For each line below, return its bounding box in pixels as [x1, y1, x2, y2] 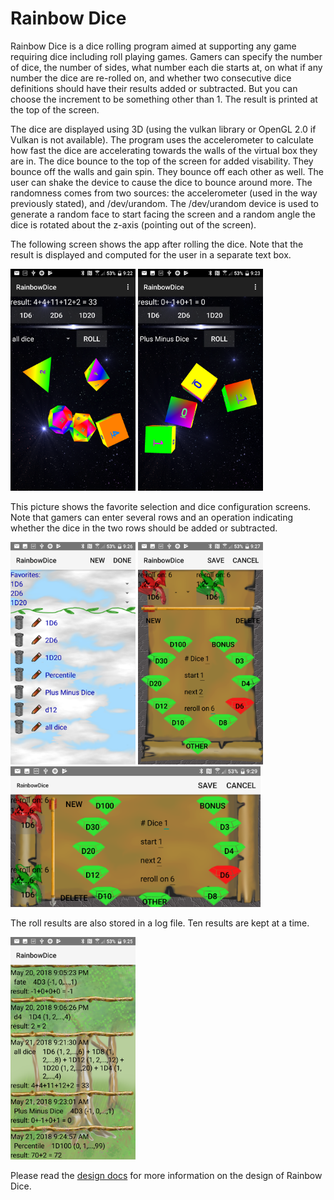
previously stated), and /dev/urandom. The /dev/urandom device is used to [10, 197, 319, 209]
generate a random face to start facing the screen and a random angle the [10, 208, 316, 220]
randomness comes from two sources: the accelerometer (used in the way [10, 187, 318, 199]
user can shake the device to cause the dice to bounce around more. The [10, 176, 313, 188]
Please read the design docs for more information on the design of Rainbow [10, 1169, 323, 1181]
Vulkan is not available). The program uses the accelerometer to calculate [10, 133, 314, 146]
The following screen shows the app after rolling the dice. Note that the [10, 238, 304, 250]
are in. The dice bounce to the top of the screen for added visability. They [10, 155, 314, 167]
